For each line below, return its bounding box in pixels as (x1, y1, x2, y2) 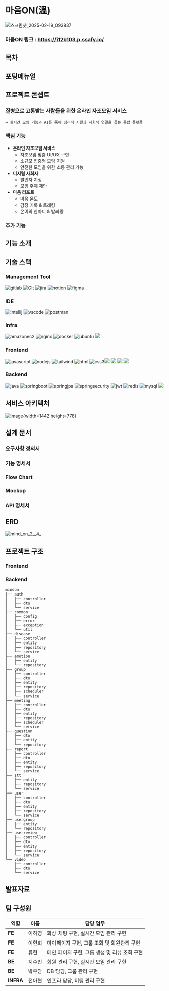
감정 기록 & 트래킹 (20, 202, 55, 208)
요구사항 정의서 (5, 445, 40, 452)
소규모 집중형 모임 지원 (20, 158, 65, 164)
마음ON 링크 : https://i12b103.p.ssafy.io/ (5, 36, 104, 43)
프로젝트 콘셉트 (5, 91, 50, 100)
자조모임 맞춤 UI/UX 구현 (20, 151, 69, 157)
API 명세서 (5, 502, 30, 509)
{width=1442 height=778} (23, 413, 77, 419)
